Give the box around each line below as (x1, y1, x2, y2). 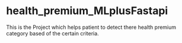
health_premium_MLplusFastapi (6, 4, 168, 18)
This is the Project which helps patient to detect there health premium (6, 24, 177, 31)
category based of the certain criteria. (6, 29, 99, 37)
